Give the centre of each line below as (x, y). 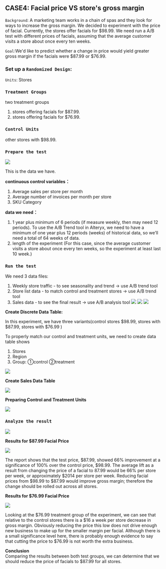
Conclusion (17, 551)
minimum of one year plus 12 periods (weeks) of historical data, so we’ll (85, 233)
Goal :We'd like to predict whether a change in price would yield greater (77, 51)
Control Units (22, 129)
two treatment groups (27, 102)
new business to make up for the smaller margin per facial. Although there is (83, 530)
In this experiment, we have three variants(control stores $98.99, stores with (83, 322)
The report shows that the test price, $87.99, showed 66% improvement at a (83, 460)
